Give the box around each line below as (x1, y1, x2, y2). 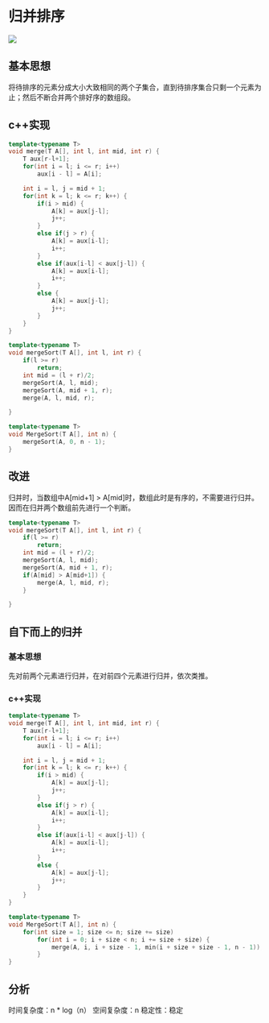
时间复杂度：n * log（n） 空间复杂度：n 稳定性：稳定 (8, 1005, 183, 1015)
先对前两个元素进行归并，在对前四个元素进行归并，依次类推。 (8, 670, 213, 681)
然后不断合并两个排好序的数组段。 (22, 92, 135, 101)
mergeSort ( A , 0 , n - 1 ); (22, 438, 106, 446)
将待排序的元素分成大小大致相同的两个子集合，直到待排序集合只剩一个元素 (8, 82, 255, 92)
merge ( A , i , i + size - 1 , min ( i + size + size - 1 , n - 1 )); (51, 943, 264, 951)
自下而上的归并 (8, 625, 83, 639)
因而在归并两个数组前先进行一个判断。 (8, 503, 135, 512)
